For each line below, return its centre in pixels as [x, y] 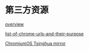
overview [14, 24]
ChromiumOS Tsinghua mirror [35, 43]
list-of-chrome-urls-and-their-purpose [44, 34]
